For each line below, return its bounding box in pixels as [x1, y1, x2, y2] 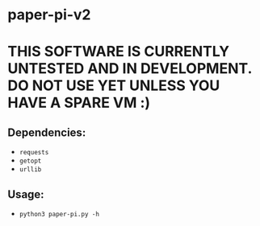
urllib [19, 166, 42, 174]
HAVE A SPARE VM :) [7, 94, 151, 112]
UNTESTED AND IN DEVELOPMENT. [7, 60, 252, 78]
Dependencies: [7, 125, 86, 139]
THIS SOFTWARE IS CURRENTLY [7, 43, 230, 61]
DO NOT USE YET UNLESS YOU [7, 76, 220, 95]
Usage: [7, 187, 45, 201]
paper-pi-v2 [7, 6, 91, 24]
